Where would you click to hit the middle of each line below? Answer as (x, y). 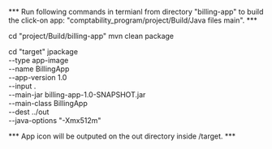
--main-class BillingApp (48, 103)
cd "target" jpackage (43, 51)
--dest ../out (29, 112)
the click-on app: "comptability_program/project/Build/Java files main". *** (133, 20)
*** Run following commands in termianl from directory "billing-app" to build (136, 12)
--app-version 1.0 (38, 77)
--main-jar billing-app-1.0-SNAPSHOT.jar (77, 95)
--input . (22, 86)
